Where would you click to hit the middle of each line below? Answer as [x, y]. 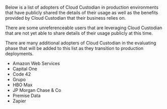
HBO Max [22, 85]
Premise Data [26, 96]
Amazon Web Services [36, 63]
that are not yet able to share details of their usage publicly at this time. [79, 33]
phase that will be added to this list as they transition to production [74, 48]
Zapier [19, 101]
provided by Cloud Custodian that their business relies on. [66, 18]
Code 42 [22, 74]
